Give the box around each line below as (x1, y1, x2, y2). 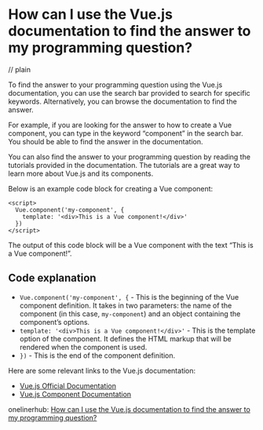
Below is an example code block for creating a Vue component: (8, 184, 214, 193)
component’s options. (19, 317, 90, 326)
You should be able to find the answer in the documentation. (8, 137, 203, 146)
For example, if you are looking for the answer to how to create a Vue (8, 120, 232, 129)
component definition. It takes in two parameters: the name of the (19, 301, 232, 310)
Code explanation (8, 271, 97, 285)
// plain (8, 64, 31, 74)
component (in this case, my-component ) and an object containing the (19, 308, 241, 319)
